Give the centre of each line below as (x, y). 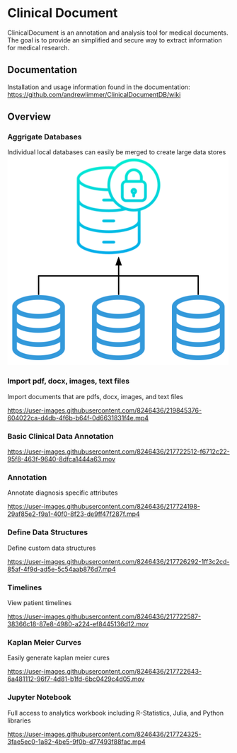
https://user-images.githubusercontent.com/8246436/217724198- (104, 507)
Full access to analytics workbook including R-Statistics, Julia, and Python (116, 713)
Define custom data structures (52, 548)
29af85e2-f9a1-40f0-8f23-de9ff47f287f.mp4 (74, 514)
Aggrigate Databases (45, 137)
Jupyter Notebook (39, 697)
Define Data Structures (48, 532)
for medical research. (39, 47)
